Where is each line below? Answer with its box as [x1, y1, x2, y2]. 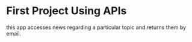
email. [6, 30, 22, 37]
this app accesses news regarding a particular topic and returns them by [6, 24, 187, 31]
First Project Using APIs [6, 4, 127, 18]
